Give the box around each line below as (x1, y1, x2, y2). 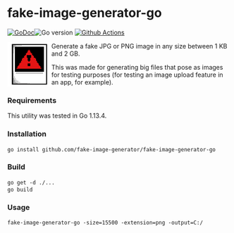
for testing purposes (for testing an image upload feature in (51, 70, 223, 79)
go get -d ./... (7, 179, 55, 186)
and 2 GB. (51, 49, 80, 58)
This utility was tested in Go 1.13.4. (7, 111, 107, 120)
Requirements (7, 95, 57, 105)
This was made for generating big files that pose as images (51, 63, 223, 71)
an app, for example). (51, 77, 114, 86)
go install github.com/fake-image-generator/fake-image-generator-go (7, 146, 216, 153)
